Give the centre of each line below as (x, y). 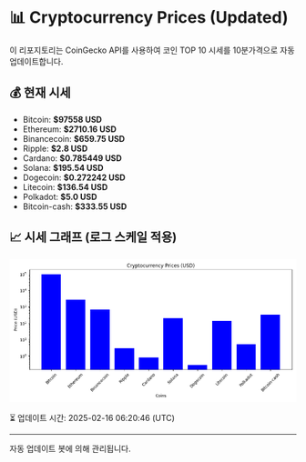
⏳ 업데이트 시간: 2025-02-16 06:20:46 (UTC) (92, 417)
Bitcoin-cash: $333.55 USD (75, 206)
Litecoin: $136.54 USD (65, 186)
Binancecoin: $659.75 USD (74, 138)
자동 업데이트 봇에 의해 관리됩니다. (70, 448)
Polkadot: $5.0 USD (60, 196)
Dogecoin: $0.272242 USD (74, 177)
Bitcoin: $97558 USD (62, 119)
